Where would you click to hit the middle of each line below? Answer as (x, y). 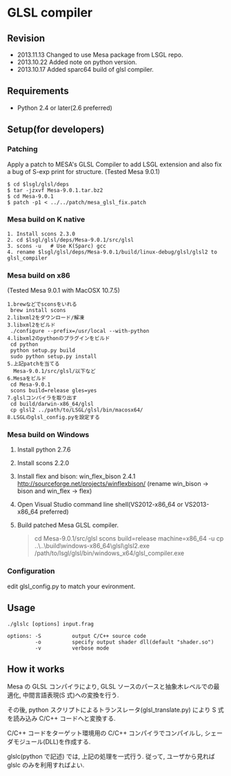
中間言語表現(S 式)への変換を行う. (71, 695)
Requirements (38, 91)
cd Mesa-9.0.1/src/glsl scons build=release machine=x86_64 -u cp (129, 539)
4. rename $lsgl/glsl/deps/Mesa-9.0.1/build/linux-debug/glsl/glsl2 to (112, 252)
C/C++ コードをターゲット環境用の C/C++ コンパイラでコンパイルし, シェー (115, 733)
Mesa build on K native (46, 220)
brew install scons (38, 311)
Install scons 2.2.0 (43, 463)
